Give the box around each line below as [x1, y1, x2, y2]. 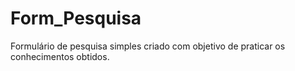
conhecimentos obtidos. [10, 50, 110, 62]
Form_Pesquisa [10, 7, 142, 30]
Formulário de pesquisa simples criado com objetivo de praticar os [10, 40, 286, 52]
